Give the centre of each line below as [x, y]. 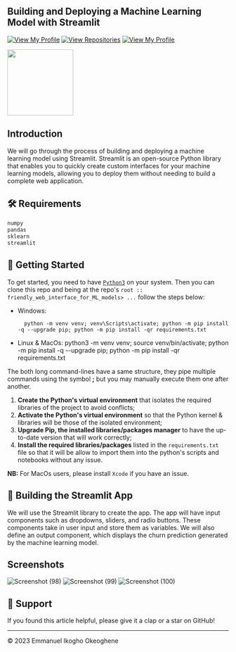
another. [19, 386]
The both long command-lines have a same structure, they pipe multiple [112, 371]
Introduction [35, 134]
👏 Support [30, 604]
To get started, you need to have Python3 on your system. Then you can [111, 282]
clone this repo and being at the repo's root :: [75, 289]
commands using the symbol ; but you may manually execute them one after [118, 379]
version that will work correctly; [86, 437]
